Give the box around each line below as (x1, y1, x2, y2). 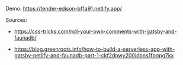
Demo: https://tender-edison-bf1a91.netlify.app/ (5, 5, 122, 12)
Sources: (5, 17, 28, 23)
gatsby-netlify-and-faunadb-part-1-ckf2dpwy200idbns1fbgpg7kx (14, 52, 174, 58)
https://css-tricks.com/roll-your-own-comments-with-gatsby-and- (14, 28, 177, 35)
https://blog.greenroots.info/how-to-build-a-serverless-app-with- (14, 45, 175, 53)
